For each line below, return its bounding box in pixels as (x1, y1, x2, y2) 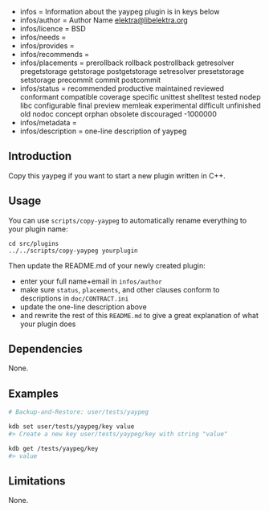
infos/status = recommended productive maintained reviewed (19, 84, 225, 93)
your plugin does (19, 319, 76, 329)
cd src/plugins (8, 239, 59, 247)
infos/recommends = (19, 50, 90, 59)
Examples (8, 386, 59, 400)
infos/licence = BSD (19, 24, 86, 33)
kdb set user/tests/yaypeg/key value (8, 423, 135, 431)
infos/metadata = (19, 118, 78, 127)
